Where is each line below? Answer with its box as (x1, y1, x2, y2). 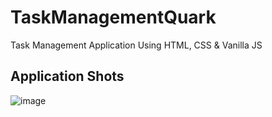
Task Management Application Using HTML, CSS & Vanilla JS (10, 39, 263, 51)
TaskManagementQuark (10, 6, 217, 29)
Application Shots (10, 68, 125, 85)
